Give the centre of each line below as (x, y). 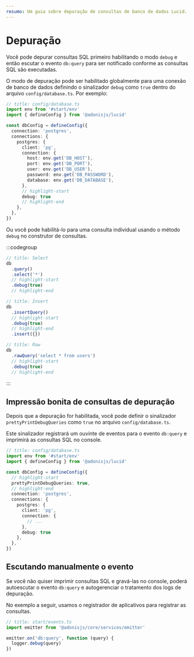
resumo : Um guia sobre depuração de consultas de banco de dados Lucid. (97, 11)
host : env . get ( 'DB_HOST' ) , (60, 158)
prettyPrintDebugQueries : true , (51, 483)
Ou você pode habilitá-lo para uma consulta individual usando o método (93, 229)
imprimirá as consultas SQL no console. (54, 440)
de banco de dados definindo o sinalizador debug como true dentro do (91, 87)
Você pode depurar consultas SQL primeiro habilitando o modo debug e (92, 57)
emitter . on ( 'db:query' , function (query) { (60, 638)
